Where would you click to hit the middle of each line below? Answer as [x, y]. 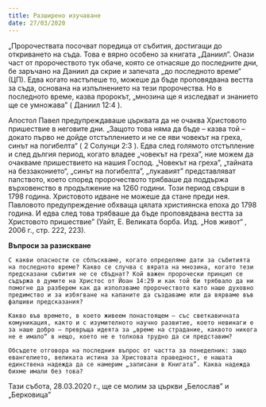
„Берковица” [30, 394]
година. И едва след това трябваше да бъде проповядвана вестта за [126, 213]
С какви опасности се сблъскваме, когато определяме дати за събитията [129, 260]
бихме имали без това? [46, 371]
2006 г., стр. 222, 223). [47, 230]
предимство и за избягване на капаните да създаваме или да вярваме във [131, 295]
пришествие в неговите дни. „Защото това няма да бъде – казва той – [127, 129]
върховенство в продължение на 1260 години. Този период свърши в [127, 188]
